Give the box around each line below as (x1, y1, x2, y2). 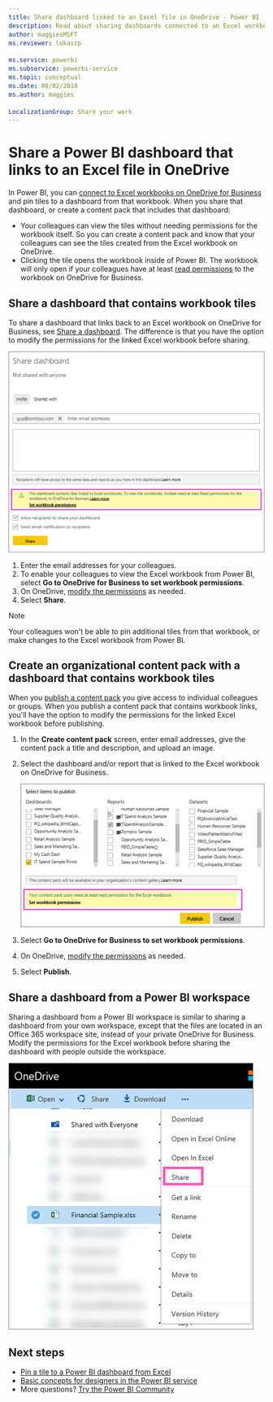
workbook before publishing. (8, 718, 105, 728)
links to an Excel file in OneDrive (8, 161, 230, 179)
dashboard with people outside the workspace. (8, 1046, 167, 1057)
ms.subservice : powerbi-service (8, 65, 118, 73)
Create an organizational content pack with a (8, 658, 240, 672)
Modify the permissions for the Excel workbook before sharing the (8, 1038, 231, 1048)
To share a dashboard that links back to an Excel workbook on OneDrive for (8, 318, 262, 327)
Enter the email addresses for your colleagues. (19, 560, 177, 570)
